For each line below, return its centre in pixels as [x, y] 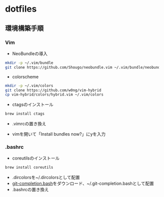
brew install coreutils [29, 167]
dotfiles [21, 9]
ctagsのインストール [33, 105]
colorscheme [25, 77]
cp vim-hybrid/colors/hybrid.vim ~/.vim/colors [54, 95]
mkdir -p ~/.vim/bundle [29, 63]
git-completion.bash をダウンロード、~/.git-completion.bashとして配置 [83, 183]
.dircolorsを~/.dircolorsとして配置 [46, 177]
